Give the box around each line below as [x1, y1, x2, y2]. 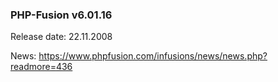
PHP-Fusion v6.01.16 [10, 8, 113, 22]
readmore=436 [10, 61, 73, 73]
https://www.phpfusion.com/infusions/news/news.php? [38, 50, 268, 62]
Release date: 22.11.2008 [10, 31, 113, 43]
